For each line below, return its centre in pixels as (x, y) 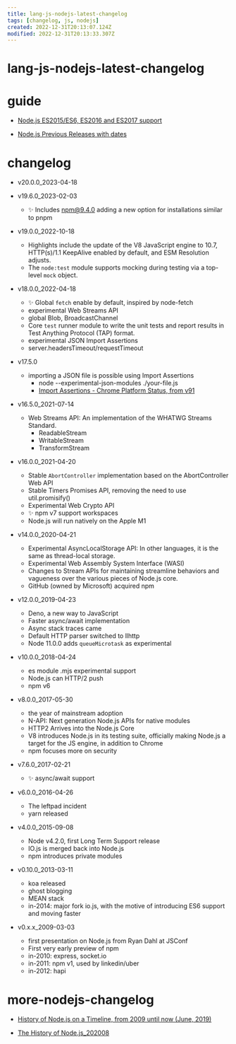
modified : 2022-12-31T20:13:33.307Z (61, 34)
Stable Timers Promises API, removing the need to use (107, 491)
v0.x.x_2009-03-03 (46, 927)
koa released (47, 883)
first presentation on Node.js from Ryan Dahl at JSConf (108, 941)
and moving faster (54, 914)
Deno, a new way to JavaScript (73, 613)
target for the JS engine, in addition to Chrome (95, 743)
